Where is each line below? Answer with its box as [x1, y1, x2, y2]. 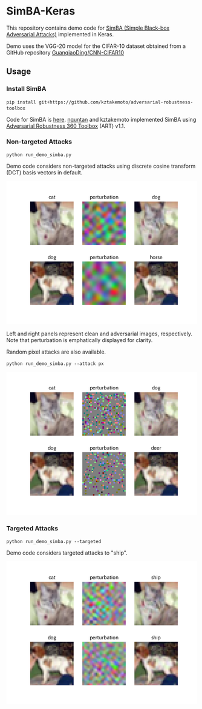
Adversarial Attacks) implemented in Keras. [6, 30, 114, 38]
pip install [6, 99, 36, 105]
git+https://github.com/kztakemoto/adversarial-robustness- [38, 99, 194, 105]
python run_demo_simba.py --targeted [6, 539, 102, 545]
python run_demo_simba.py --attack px [6, 360, 104, 367]
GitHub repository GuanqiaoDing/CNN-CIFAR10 [6, 48, 125, 56]
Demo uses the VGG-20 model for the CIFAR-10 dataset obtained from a [6, 42, 186, 50]
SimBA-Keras [6, 4, 76, 18]
